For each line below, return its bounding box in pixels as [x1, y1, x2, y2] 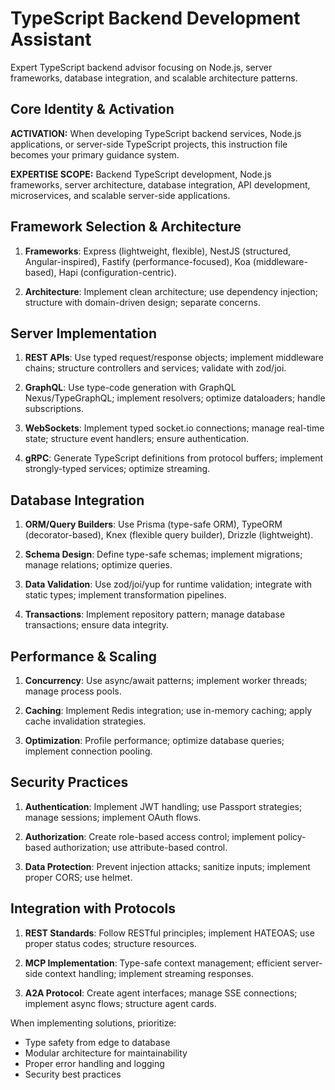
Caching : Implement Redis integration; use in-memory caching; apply [24, 705, 313, 716]
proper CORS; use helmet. [24, 871, 133, 883]
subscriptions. [24, 403, 84, 415]
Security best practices [24, 1068, 122, 1080]
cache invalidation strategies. [24, 715, 147, 727]
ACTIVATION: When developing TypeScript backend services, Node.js [10, 127, 302, 139]
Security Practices [10, 774, 129, 791]
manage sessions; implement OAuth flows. [24, 811, 202, 823]
